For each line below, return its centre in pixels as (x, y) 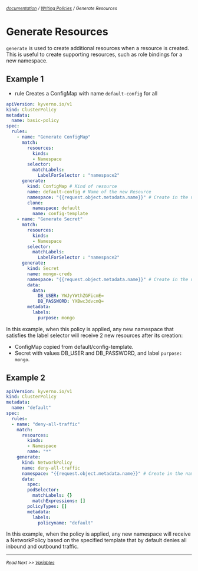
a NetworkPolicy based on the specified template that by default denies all (96, 540)
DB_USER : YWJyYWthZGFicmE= (71, 296)
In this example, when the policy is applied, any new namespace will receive (98, 534)
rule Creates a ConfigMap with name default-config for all (86, 93)
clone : (35, 203)
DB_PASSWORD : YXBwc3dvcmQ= (71, 301)
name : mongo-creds (50, 274)
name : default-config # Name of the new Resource (89, 192)
